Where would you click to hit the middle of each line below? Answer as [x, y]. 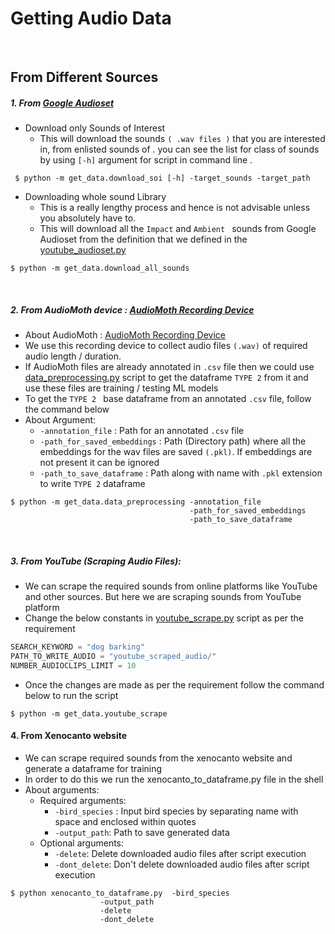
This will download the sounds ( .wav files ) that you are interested [182, 139]
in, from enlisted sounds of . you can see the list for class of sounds [179, 149]
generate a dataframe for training [93, 769]
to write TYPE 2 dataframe [92, 484]
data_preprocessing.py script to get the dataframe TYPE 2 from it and [166, 378]
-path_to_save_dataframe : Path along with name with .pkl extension [181, 473]
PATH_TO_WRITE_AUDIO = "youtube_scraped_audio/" [113, 657]
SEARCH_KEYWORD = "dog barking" [77, 647]
